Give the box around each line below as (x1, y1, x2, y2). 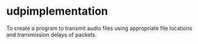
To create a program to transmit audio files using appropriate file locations (6, 24, 193, 32)
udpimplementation (6, 4, 108, 18)
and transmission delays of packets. (6, 31, 97, 38)
